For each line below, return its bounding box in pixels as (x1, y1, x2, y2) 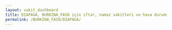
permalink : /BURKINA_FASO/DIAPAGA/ (5, 17, 81, 22)
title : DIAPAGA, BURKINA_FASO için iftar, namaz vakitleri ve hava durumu (5, 12, 168, 17)
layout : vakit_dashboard (5, 7, 58, 13)
